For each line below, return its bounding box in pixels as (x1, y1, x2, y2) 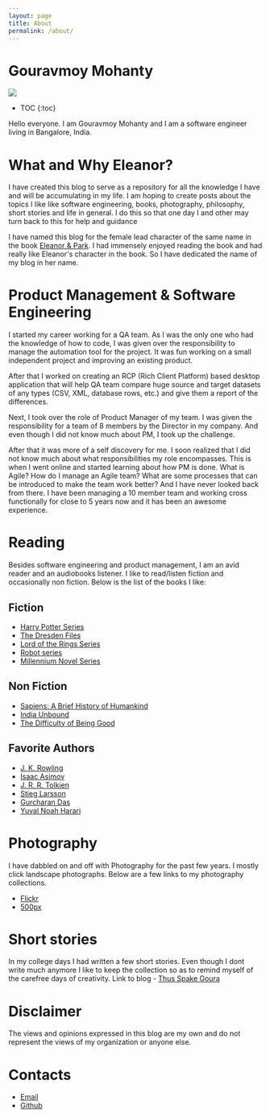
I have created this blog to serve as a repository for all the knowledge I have (8, 182, 260, 192)
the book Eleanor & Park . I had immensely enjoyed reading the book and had (8, 241, 263, 251)
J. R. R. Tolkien (19, 779, 70, 790)
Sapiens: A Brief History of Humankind (19, 700, 149, 710)
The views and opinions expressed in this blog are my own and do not (8, 1029, 241, 1038)
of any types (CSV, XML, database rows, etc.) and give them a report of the (8, 389, 259, 398)
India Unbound (19, 709, 70, 719)
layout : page (8, 11, 52, 20)
